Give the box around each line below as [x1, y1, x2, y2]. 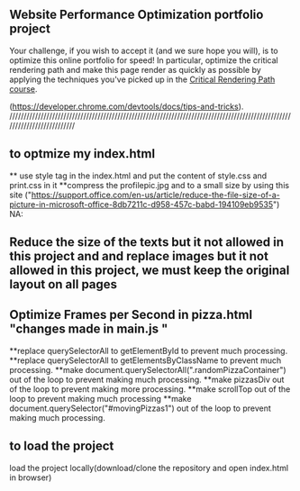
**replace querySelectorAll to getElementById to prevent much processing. [9, 345, 288, 356]
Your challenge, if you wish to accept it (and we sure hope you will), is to [9, 45, 279, 56]
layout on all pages [9, 277, 118, 292]
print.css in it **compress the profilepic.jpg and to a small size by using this [9, 179, 290, 190]
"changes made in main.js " [9, 322, 168, 337]
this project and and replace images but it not [9, 249, 268, 264]
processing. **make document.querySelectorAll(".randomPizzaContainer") [9, 364, 286, 375]
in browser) [9, 472, 52, 483]
